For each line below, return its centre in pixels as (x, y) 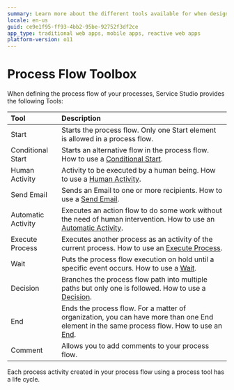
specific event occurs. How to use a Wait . (129, 268)
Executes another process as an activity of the (137, 240)
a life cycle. (24, 380)
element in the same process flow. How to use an (142, 326)
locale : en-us (28, 20)
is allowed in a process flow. (108, 139)
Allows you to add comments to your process (135, 346)
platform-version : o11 (40, 40)
